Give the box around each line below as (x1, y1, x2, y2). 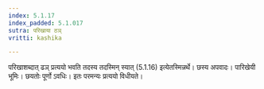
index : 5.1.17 (8, 11, 56, 20)
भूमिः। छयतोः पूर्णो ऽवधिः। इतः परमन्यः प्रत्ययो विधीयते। (8, 72, 143, 81)
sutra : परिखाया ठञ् (8, 26, 62, 34)
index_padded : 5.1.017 (8, 19, 83, 27)
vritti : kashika (8, 33, 62, 42)
